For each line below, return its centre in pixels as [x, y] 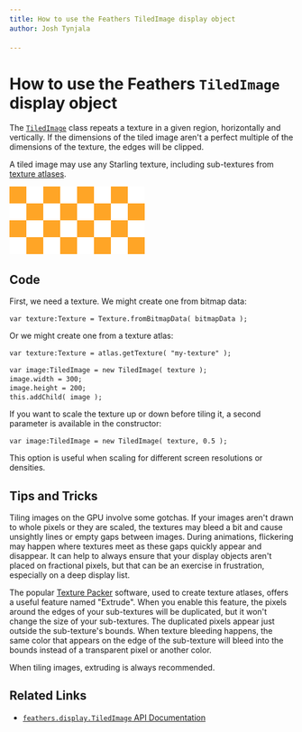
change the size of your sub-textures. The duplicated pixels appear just [142, 621]
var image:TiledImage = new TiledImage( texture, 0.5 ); [119, 442]
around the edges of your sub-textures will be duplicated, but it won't [138, 611]
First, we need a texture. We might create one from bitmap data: [128, 301]
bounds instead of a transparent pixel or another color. [110, 650]
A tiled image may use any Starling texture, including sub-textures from [142, 165]
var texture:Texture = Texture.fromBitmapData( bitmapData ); [128, 319]
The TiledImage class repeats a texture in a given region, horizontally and [145, 128]
